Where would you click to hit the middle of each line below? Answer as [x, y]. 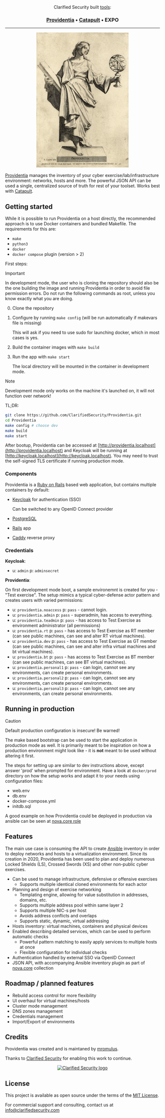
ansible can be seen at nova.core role [43, 821]
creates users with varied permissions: [44, 600]
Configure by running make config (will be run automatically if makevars [85, 318]
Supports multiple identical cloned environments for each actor [83, 884]
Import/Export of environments [43, 1021]
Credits [17, 1037]
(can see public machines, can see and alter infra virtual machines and [84, 646]
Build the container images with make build [56, 348]
